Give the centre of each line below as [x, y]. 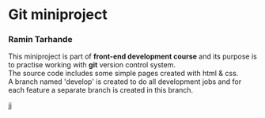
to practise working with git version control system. [92, 65]
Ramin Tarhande [40, 40]
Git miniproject [58, 15]
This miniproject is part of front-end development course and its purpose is [132, 56]
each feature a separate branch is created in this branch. [101, 90]
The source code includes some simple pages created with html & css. [123, 74]
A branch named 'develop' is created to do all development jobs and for [125, 82]
